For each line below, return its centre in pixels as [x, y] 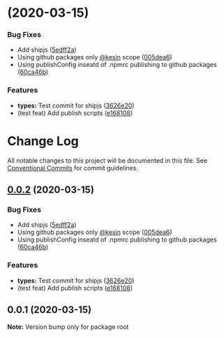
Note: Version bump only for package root [68, 327]
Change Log [43, 141]
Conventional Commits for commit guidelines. [73, 168]
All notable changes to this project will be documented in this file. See [107, 160]
